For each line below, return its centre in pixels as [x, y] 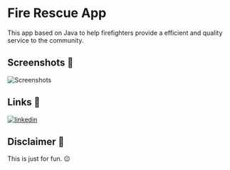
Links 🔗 [24, 102]
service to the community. [46, 40]
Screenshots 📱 [41, 63]
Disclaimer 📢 [36, 141]
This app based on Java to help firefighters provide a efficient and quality [115, 33]
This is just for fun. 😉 [39, 159]
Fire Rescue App [57, 13]
